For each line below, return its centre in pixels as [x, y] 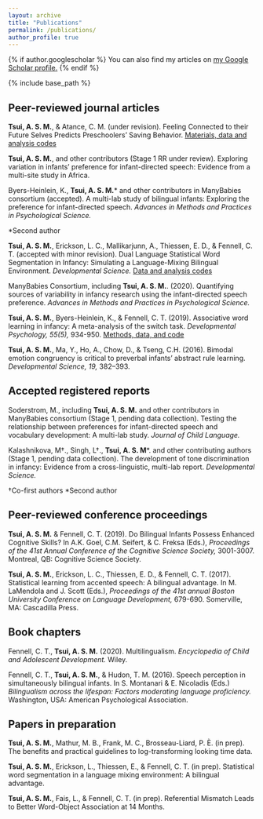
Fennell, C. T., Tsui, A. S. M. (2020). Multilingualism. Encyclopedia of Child [129, 651]
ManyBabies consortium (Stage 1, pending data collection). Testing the [122, 418]
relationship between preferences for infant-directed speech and [113, 426]
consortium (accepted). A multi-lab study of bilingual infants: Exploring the [129, 199]
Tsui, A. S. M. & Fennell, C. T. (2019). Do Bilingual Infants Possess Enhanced [131, 533]
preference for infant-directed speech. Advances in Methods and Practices [130, 207]
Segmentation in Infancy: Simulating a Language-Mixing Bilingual [113, 263]
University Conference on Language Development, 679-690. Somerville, [126, 599]
